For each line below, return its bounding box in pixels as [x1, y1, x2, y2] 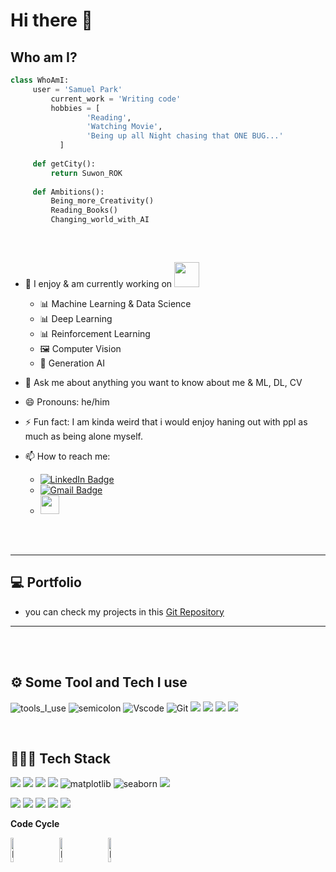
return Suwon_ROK [50, 168, 123, 178]
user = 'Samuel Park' [32, 84, 123, 94]
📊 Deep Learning [39, 312, 113, 324]
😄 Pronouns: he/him [24, 395, 110, 408]
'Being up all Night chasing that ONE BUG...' [86, 131, 284, 141]
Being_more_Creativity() [50, 196, 155, 206]
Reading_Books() [50, 205, 118, 216]
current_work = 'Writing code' [50, 94, 182, 104]
